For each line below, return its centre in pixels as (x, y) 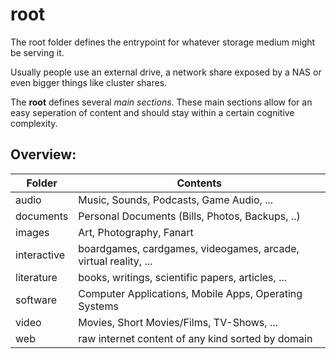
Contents (199, 183)
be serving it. (37, 52)
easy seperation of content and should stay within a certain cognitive (152, 112)
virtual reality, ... (115, 261)
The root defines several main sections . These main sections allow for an (161, 102)
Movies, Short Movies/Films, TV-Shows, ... (178, 322)
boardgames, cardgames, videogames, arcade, (189, 248)
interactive (40, 255)
